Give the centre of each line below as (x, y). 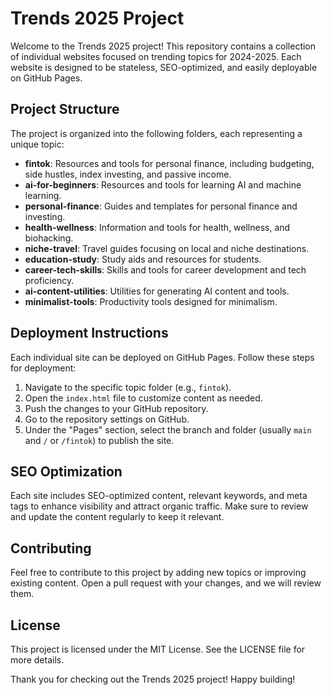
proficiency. (49, 280)
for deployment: (43, 368)
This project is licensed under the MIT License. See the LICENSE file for (158, 649)
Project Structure (65, 109)
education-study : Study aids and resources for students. (143, 259)
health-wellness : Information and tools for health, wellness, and (157, 227)
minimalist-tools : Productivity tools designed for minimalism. (151, 301)
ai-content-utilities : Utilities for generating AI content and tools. (157, 291)
